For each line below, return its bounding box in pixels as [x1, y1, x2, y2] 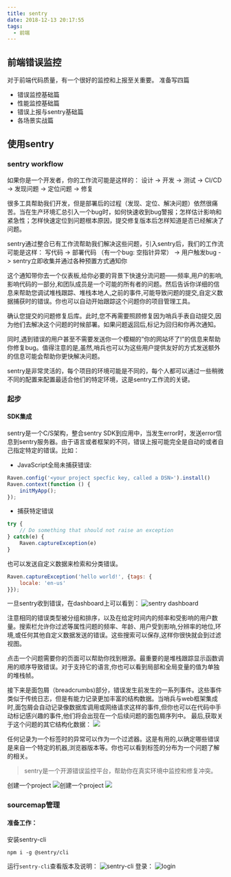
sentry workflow [7, 159, 64, 169]
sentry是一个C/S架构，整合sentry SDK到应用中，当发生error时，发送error [7, 429, 216, 437]
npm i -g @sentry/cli [7, 849, 69, 856]
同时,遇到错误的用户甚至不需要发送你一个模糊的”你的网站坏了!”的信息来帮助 [7, 335, 221, 343]
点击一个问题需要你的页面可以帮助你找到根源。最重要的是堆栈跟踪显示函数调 [7, 654, 224, 663]
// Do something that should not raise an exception [19, 527, 174, 534]
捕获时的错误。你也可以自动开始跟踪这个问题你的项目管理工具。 [12, 297, 194, 305]
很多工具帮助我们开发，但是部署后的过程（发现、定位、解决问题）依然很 [7, 199, 212, 207]
